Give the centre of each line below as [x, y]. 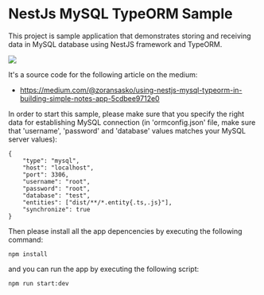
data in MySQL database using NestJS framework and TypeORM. [115, 44]
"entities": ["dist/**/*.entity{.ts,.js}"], [97, 202]
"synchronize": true [56, 209]
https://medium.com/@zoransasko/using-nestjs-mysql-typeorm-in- [131, 90]
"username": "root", [56, 181]
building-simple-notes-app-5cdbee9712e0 [90, 98]
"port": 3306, [46, 175]
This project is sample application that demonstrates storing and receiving [130, 36]
